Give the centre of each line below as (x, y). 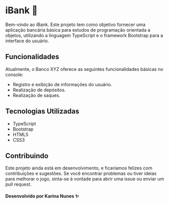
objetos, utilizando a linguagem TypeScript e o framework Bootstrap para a (84, 35)
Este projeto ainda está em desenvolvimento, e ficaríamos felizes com (79, 168)
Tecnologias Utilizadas (42, 111)
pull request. (18, 184)
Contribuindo (27, 156)
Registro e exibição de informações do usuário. (62, 84)
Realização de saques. (36, 95)
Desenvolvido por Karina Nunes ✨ (42, 196)
